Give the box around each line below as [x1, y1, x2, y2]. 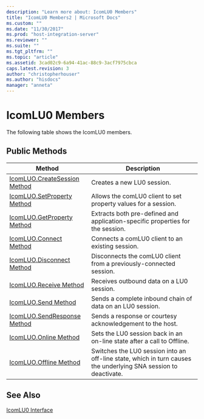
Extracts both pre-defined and [90, 209, 179, 217]
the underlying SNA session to [90, 362, 178, 370]
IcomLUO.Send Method [9, 298, 76, 307]
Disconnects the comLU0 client [90, 251, 181, 260]
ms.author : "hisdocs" [6, 77, 61, 83]
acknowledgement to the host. [90, 319, 178, 328]
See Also [6, 390, 41, 401]
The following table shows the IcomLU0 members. [6, 128, 132, 135]
